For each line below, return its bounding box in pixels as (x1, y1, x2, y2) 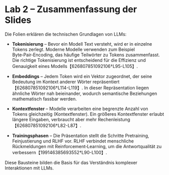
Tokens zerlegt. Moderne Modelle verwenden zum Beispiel (12, 46, 135, 52)
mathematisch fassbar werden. (12, 95, 77, 102)
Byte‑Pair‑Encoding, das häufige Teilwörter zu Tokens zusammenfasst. (12, 52, 160, 58)
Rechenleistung (98, 116, 131, 122)
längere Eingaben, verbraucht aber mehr (12, 116, 97, 122)
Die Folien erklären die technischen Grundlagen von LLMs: (5, 31, 127, 37)
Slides (5, 14, 31, 26)
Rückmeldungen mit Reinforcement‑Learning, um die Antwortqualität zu (12, 143, 162, 149)
